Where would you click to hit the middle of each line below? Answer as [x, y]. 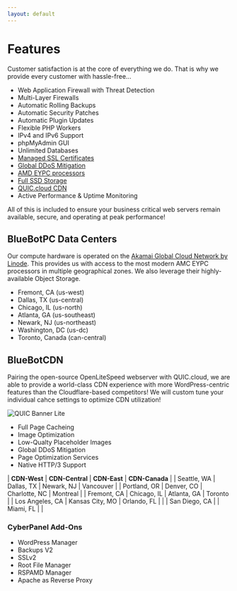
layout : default [31, 14]
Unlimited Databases [48, 150]
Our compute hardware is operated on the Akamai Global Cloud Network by [118, 256]
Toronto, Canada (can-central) [62, 338]
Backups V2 [35, 550]
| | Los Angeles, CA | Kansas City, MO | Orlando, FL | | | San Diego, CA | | [114, 502]
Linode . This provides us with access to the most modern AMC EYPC [108, 264]
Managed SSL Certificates [56, 158]
